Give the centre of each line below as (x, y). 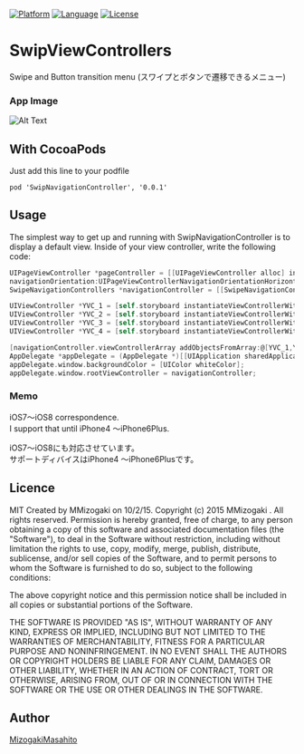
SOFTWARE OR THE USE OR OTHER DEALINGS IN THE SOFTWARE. (136, 690)
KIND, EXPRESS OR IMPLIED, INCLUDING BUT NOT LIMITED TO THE (138, 632)
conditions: (30, 577)
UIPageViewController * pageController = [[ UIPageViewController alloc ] (147, 273)
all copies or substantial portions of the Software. (101, 604)
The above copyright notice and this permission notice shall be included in (148, 594)
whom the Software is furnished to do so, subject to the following (131, 567)
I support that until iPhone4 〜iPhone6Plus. (90, 428)
